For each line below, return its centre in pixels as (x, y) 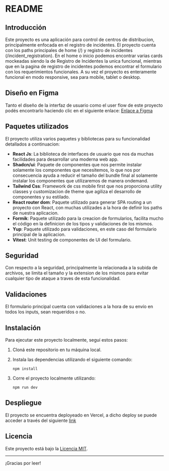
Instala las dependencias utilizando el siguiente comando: (72, 360)
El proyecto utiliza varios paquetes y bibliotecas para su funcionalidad (78, 138)
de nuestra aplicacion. (35, 213)
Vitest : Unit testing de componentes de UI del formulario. (72, 240)
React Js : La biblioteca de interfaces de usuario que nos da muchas (83, 154)
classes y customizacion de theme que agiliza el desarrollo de (77, 191)
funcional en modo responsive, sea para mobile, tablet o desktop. (73, 77)
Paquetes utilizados (37, 127)
